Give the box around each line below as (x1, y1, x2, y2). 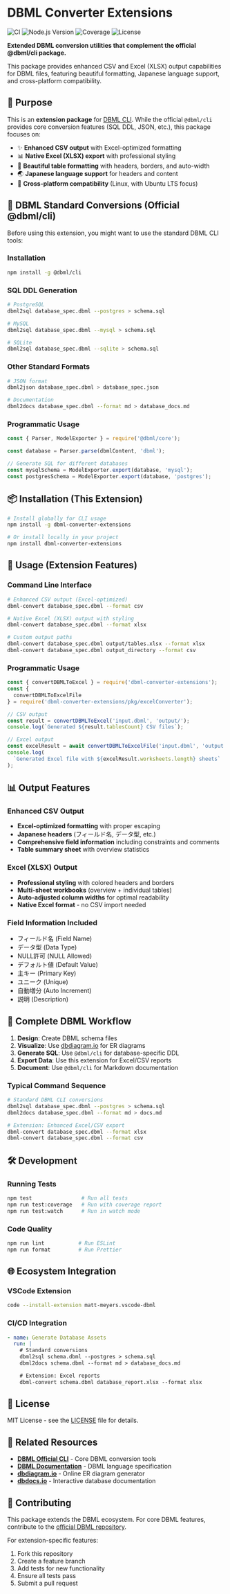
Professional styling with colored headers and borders (17, 878, 175, 886)
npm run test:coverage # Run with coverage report (7, 1201, 162, 1208)
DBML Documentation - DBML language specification (17, 1462, 172, 1471)
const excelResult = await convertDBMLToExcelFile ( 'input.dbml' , (7, 743, 199, 750)
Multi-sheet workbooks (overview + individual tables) (17, 886, 173, 894)
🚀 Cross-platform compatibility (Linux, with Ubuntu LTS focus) (17, 179, 198, 188)
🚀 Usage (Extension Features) (7, 559, 138, 571)
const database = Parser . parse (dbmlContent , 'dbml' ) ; (7, 448, 166, 455)
